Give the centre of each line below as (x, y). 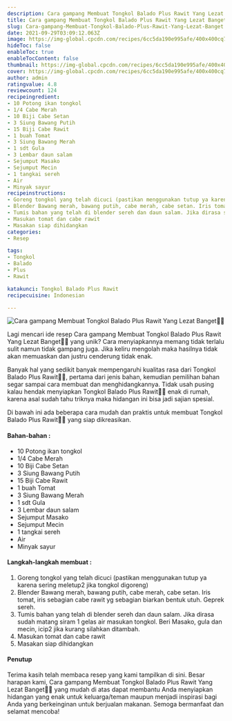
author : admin (28, 78)
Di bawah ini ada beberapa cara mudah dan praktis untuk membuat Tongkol (115, 412)
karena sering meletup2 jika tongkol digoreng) (83, 585)
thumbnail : (23, 65)
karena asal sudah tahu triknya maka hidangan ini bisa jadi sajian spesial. (111, 399)
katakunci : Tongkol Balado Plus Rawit (63, 289)
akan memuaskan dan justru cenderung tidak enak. (80, 356)
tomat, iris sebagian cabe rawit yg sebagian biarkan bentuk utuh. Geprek (120, 599)
